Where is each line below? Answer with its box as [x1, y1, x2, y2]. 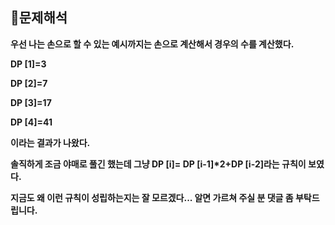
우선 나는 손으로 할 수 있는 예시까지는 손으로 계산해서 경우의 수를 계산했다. [10, 38, 295, 50]
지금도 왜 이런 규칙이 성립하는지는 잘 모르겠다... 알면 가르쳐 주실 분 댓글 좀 [10, 191, 294, 203]
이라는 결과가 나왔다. [10, 136, 91, 148]
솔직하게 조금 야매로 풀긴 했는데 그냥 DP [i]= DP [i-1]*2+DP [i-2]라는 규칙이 [10, 158, 307, 170]
